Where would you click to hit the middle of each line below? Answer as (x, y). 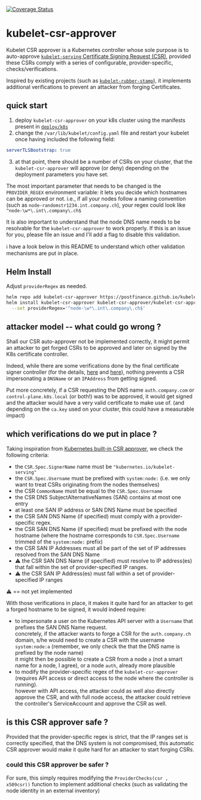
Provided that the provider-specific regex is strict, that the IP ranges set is (97, 737)
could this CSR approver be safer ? (57, 765)
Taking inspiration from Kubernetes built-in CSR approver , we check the (95, 448)
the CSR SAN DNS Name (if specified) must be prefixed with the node (101, 529)
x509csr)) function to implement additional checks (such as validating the (97, 784)
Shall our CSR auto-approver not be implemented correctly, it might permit (98, 341)
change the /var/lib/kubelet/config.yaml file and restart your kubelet (102, 133)
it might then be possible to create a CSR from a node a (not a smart (99, 659)
